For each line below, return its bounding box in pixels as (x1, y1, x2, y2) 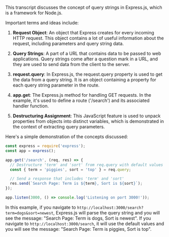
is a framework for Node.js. (5, 10, 63, 16)
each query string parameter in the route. (12, 82, 100, 88)
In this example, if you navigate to (5, 204, 76, 210)
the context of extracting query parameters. (12, 124, 105, 130)
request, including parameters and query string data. (12, 40, 124, 47)
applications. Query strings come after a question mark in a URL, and (12, 56, 158, 62)
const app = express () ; (5, 148, 56, 153)
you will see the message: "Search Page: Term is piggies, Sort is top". (5, 226, 152, 232)
